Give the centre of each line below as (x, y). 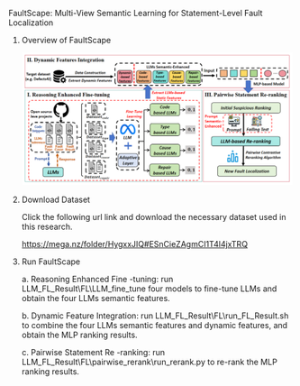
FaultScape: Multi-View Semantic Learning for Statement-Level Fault (136, 13)
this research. (47, 226)
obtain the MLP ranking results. (79, 335)
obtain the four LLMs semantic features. (95, 298)
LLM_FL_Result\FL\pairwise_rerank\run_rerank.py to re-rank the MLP (150, 362)
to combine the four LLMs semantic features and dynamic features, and (155, 325)
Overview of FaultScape (66, 40)
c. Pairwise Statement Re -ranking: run (93, 352)
